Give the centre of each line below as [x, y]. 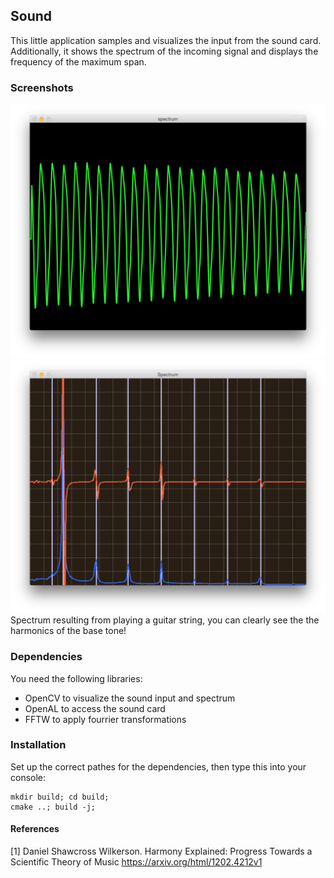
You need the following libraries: [76, 678]
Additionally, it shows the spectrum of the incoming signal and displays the [164, 51]
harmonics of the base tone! [68, 631]
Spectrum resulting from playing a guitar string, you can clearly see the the [165, 620]
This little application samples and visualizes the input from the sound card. [166, 40]
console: [28, 777]
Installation [38, 745]
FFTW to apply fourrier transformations [105, 719]
